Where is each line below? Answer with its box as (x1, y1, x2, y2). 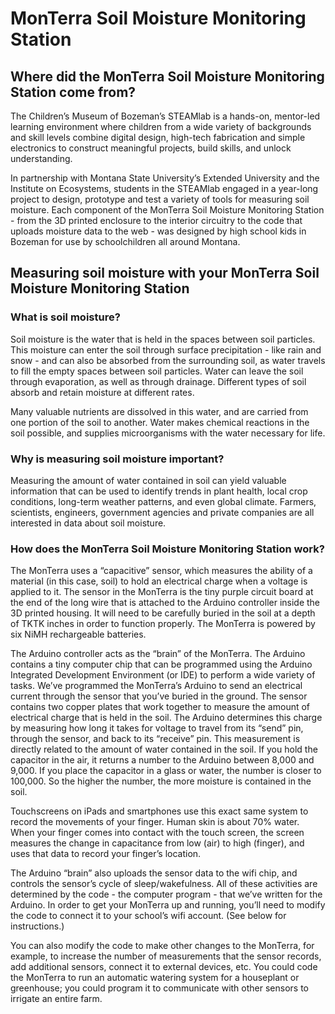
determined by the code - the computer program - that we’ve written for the (10, 888, 323, 901)
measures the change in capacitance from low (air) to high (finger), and (10, 837, 305, 849)
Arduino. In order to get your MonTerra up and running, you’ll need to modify (10, 899, 326, 911)
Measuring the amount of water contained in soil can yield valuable (10, 474, 287, 486)
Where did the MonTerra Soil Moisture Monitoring (10, 68, 325, 85)
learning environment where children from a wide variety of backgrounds (10, 121, 312, 132)
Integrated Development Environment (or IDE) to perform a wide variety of (10, 669, 316, 681)
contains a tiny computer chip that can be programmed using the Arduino (10, 658, 313, 671)
